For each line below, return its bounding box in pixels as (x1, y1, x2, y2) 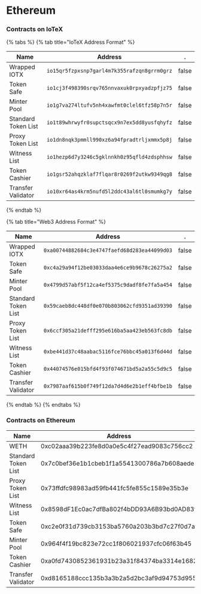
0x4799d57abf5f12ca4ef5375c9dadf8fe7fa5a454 (43, 281, 172, 289)
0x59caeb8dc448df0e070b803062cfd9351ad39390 (43, 302, 172, 310)
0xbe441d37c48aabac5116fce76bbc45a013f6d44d (43, 349, 172, 355)
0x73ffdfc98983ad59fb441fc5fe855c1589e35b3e (41, 484, 188, 492)
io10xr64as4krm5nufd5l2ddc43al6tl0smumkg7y (47, 188, 172, 195)
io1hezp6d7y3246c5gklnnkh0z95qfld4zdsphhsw (47, 154, 172, 161)
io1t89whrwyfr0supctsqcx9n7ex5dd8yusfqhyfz (47, 119, 172, 126)
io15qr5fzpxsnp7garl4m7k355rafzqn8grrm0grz (47, 67, 172, 74)
